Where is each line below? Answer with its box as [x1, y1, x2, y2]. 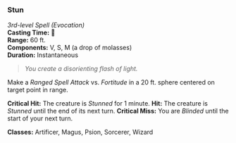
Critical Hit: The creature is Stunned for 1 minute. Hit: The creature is [7, 99, 208, 108]
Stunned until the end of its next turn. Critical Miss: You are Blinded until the [7, 107, 229, 116]
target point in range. [7, 86, 68, 94]
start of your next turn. [7, 114, 73, 123]
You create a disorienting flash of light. [24, 65, 138, 73]
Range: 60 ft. [7, 36, 46, 44]
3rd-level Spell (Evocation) [7, 21, 85, 30]
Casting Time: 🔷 [7, 28, 56, 37]
